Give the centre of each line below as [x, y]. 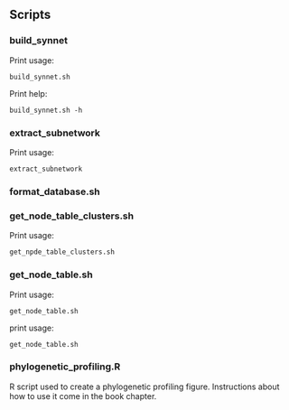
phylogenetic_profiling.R [65, 367]
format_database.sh [55, 191]
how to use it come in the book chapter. [83, 396]
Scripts [30, 15]
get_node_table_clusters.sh [71, 216]
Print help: [28, 93]
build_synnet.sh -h [46, 110]
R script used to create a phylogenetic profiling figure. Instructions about [144, 387]
